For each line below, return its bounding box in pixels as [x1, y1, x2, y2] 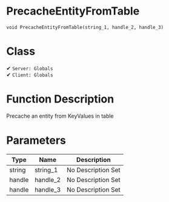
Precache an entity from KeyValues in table [6, 112, 114, 120]
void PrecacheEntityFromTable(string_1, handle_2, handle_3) [6, 24, 164, 30]
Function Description [6, 92, 114, 106]
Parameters [6, 133, 67, 147]
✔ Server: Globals [6, 64, 53, 72]
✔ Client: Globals [6, 71, 53, 78]
